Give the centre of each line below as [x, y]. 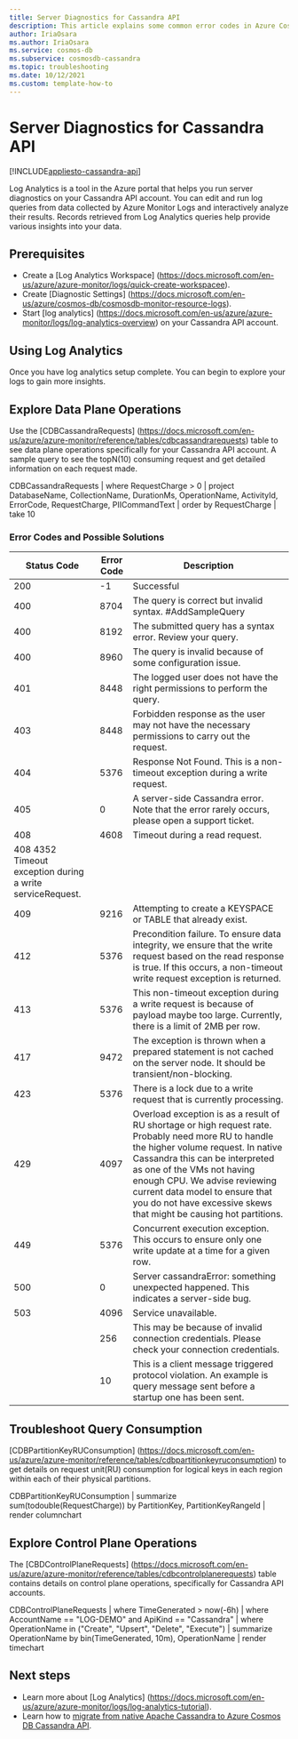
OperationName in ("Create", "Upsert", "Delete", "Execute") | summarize [141, 1629]
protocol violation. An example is [200, 1375]
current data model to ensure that [203, 1192]
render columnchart [46, 1515]
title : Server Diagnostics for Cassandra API [94, 17]
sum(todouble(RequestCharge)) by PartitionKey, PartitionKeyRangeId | [137, 1506]
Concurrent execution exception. [201, 1229]
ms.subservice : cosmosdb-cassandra [75, 59]
